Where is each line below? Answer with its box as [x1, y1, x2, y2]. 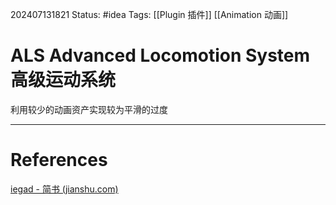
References [10, 149, 108, 172]
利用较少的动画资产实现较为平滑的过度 [10, 103, 168, 115]
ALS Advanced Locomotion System [10, 44, 311, 67]
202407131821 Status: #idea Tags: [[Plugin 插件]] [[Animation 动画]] [10, 9, 289, 20]
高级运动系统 [10, 69, 117, 92]
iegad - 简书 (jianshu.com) [10, 183, 119, 195]
